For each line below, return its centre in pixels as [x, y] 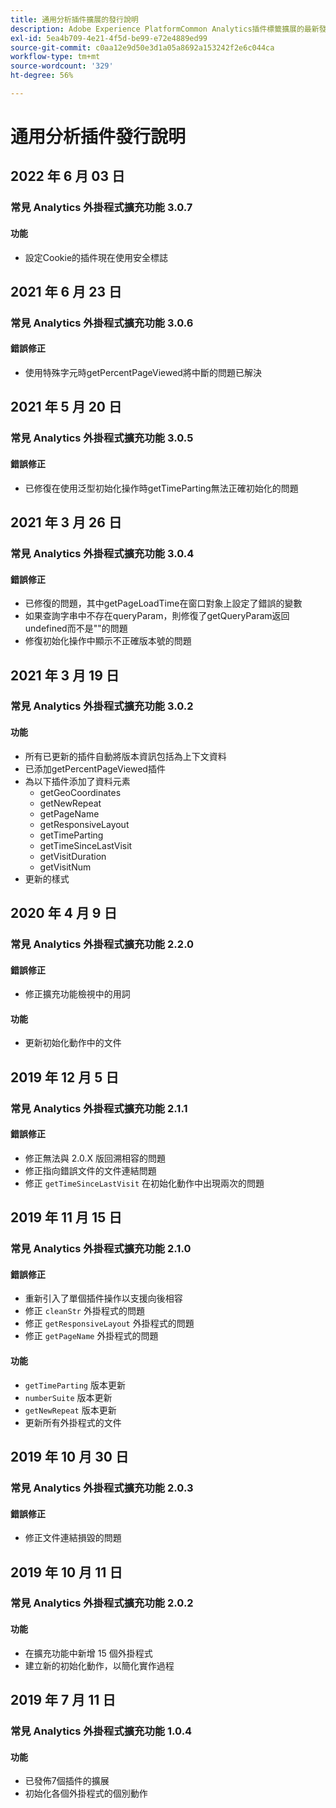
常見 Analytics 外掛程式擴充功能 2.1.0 [101, 1249]
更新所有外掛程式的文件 [73, 1422]
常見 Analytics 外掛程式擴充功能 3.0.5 [102, 438]
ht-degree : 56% [42, 76]
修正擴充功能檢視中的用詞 [77, 994]
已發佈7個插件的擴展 [67, 1781]
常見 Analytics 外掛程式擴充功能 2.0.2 [102, 1603]
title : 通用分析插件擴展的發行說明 [74, 19]
